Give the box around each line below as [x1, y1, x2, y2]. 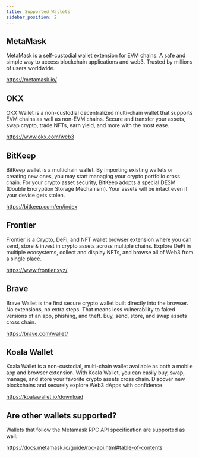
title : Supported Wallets [6, 8, 70, 15]
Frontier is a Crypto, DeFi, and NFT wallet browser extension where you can [6, 236, 192, 243]
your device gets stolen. [6, 191, 65, 198]
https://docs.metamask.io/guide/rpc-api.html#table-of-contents [6, 444, 163, 452]
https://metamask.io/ [6, 76, 58, 83]
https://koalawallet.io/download [6, 393, 84, 401]
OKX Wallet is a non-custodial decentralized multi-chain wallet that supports [6, 109, 193, 116]
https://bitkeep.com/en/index [6, 203, 78, 210]
